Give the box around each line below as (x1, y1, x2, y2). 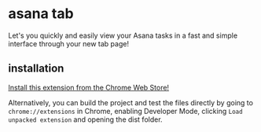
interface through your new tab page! (8, 38, 130, 48)
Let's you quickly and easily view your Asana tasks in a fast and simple (8, 31, 238, 40)
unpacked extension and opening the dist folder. (8, 115, 163, 124)
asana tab (8, 5, 74, 23)
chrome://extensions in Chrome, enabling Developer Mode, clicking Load (8, 106, 243, 115)
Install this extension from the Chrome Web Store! (8, 82, 170, 92)
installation (8, 62, 64, 75)
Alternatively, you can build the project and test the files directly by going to (8, 97, 254, 107)
